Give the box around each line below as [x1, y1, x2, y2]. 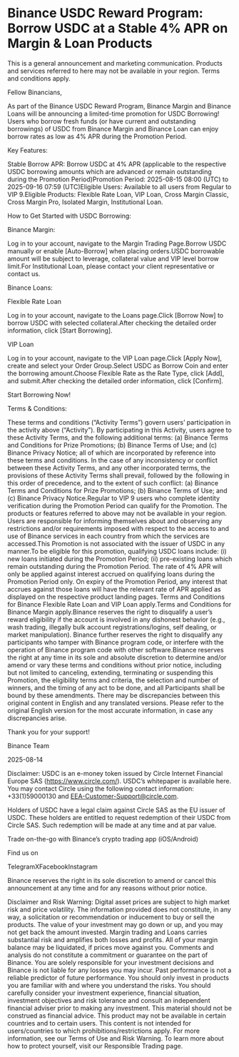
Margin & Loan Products [7, 36, 153, 51]
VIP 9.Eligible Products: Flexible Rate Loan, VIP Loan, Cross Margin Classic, [7, 190, 230, 198]
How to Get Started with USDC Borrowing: [7, 211, 132, 220]
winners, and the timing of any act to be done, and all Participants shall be [7, 683, 225, 692]
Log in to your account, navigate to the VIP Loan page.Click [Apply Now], [7, 353, 223, 362]
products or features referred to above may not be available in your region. [7, 509, 227, 517]
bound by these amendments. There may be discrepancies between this [7, 691, 220, 699]
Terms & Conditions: [7, 404, 68, 413]
